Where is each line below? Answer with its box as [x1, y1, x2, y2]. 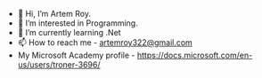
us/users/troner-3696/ [17, 59, 101, 70]
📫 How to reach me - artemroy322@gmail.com [17, 37, 193, 48]
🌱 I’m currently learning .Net [17, 27, 122, 37]
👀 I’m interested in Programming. [17, 18, 138, 28]
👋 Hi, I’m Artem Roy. [17, 9, 92, 19]
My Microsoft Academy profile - [17, 50, 135, 60]
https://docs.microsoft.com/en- [136, 50, 253, 60]
